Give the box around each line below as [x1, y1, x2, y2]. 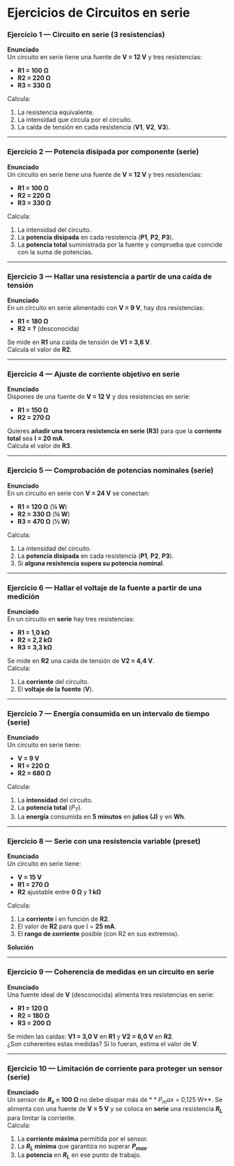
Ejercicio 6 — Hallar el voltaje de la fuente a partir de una [7, 583, 202, 593]
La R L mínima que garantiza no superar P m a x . [17, 1142, 149, 1152]
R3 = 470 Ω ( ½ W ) [17, 517, 70, 525]
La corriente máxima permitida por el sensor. [17, 1134, 148, 1143]
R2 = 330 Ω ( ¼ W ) [17, 510, 70, 518]
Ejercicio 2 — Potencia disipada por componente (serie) [7, 147, 199, 157]
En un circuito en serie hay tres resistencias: [7, 614, 135, 623]
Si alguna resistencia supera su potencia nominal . [17, 559, 165, 567]
